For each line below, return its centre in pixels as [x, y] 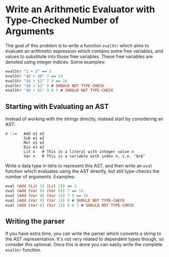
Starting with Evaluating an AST [57, 106]
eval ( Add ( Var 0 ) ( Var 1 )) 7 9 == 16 [47, 196]
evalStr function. [24, 250]
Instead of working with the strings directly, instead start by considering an [84, 119]
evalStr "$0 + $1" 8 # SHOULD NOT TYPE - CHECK [55, 86]
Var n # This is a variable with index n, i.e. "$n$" [84, 156]
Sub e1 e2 [34, 138]
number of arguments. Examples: [40, 177]
